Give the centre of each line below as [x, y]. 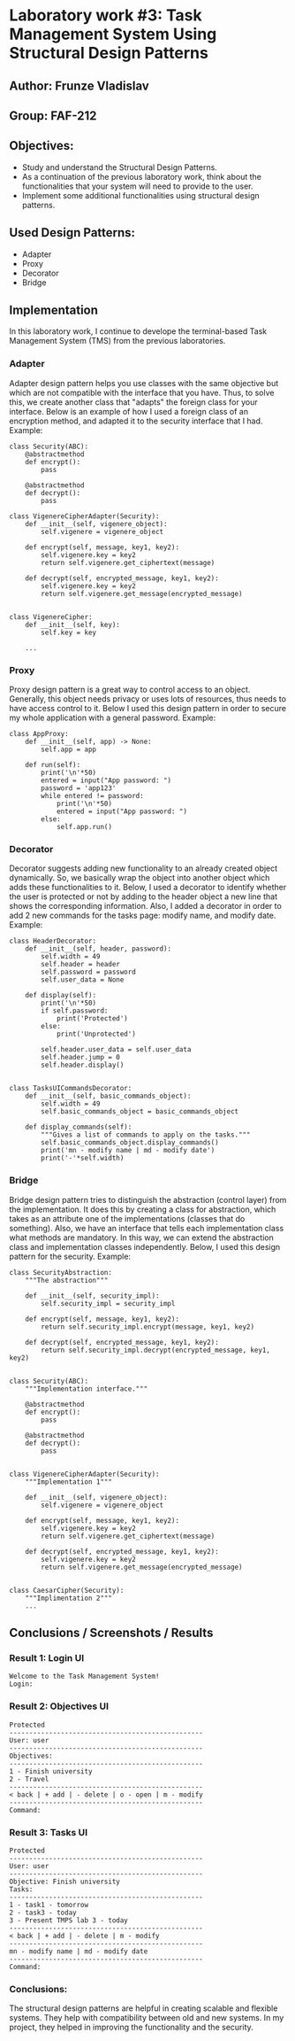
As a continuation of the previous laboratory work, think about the [142, 176]
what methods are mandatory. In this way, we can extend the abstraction [141, 1238]
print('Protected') [92, 1019]
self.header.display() [83, 1065]
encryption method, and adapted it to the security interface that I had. [136, 421]
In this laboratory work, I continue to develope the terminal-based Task [138, 331]
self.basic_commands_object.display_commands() [130, 1143]
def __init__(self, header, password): [98, 949]
